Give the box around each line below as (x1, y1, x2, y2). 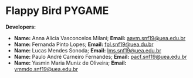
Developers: (5, 23, 36, 30)
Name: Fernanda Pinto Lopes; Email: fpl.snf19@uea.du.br (13, 41, 154, 48)
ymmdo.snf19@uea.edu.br (13, 65, 79, 72)
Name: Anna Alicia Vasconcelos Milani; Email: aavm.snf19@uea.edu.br (13, 34, 186, 41)
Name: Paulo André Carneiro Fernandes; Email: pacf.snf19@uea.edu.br (13, 53, 187, 60)
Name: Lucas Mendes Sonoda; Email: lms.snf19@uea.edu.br (13, 47, 162, 54)
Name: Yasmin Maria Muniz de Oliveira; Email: (13, 59, 127, 66)
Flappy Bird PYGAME (5, 4, 109, 17)
